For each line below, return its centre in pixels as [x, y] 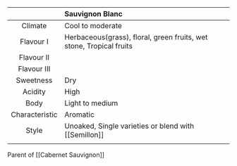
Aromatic [80, 114]
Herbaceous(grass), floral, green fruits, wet [136, 37]
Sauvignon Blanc [93, 14]
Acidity [34, 92]
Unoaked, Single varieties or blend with [129, 126]
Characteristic [34, 114]
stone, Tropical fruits [98, 46]
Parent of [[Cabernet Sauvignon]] [56, 155]
